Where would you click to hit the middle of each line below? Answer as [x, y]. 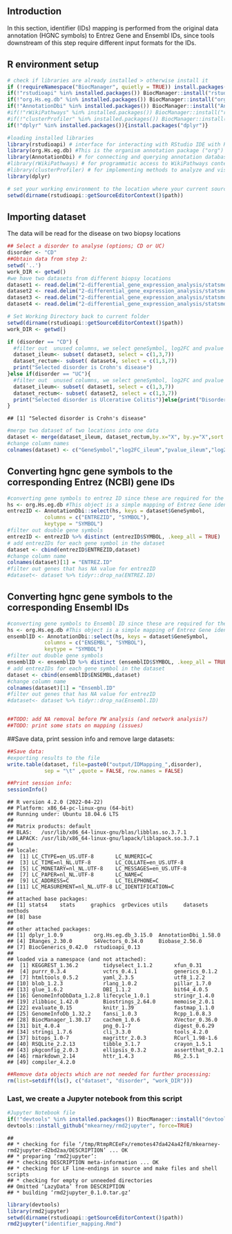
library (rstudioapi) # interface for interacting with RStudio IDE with [114, 144]
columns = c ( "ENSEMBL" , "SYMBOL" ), [95, 643]
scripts [18, 1175]
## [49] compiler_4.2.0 [41, 1063]
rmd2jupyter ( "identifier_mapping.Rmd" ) [65, 1224]
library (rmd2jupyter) [38, 1211]
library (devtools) [33, 1205]
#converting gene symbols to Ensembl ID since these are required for [111, 624]
